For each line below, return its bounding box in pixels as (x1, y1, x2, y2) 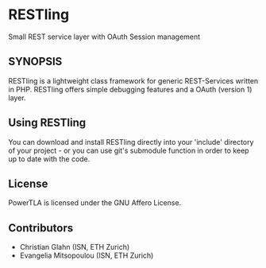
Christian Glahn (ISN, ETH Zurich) (19, 243, 130, 252)
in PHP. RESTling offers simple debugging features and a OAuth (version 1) (8, 84, 253, 94)
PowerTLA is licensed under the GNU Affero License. (8, 198, 182, 208)
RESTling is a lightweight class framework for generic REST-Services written (8, 76, 259, 85)
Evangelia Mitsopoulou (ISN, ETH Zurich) (19, 251, 154, 260)
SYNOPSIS (8, 55, 63, 68)
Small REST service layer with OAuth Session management (8, 32, 201, 41)
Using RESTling (8, 116, 87, 130)
